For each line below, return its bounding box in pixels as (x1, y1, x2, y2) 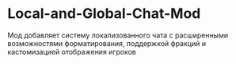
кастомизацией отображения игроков (7, 47, 136, 56)
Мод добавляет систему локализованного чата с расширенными (7, 30, 229, 40)
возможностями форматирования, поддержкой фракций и (7, 38, 207, 48)
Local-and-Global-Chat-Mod (7, 5, 201, 23)
